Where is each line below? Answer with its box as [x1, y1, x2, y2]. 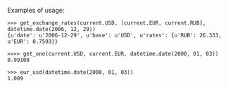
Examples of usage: [7, 6, 65, 14]
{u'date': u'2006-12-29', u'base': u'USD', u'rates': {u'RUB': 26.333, [7, 32, 222, 39]
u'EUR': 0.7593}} [7, 38, 58, 45]
